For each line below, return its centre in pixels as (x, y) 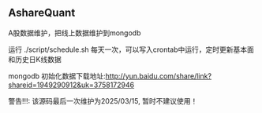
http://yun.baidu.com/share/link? (158, 76)
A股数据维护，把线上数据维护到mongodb (75, 33)
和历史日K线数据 (35, 59)
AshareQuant (42, 13)
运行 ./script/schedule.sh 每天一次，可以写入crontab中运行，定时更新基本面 (131, 49)
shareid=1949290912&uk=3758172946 (71, 85)
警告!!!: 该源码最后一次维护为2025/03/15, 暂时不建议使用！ (103, 100)
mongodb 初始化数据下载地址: (57, 76)
